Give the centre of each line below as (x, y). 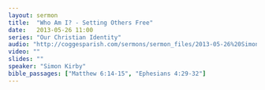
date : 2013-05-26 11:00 (50, 30)
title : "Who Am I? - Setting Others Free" (81, 23)
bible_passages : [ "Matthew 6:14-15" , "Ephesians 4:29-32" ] (107, 74)
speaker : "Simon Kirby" (47, 67)
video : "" (24, 52)
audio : (19, 45)
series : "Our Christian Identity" (65, 37)
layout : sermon (33, 15)
